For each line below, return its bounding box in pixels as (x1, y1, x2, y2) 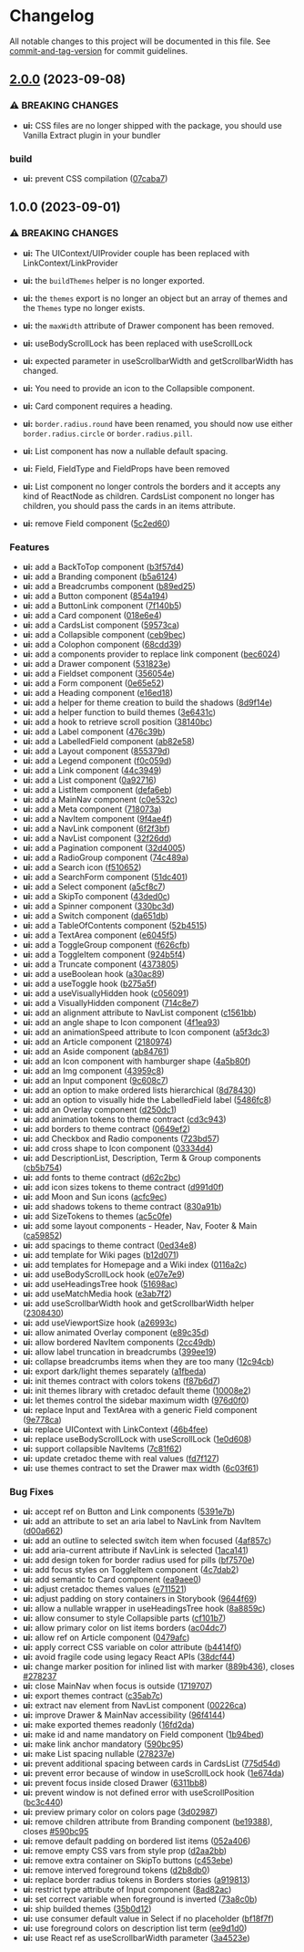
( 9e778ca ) (22, 1414, 62, 1425)
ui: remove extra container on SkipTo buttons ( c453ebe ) (22, 1855, 234, 1866)
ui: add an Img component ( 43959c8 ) (22, 1064, 165, 1076)
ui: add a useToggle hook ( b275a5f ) (22, 978, 157, 989)
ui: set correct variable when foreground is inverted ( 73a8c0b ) (22, 1894, 258, 1905)
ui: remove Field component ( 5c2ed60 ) (22, 517, 171, 529)
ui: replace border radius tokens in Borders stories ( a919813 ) (22, 1874, 250, 1885)
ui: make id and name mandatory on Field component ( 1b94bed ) (22, 1729, 265, 1740)
